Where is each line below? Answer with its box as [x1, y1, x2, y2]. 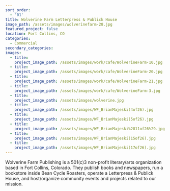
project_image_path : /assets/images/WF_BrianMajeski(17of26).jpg [14, 145, 156, 151]
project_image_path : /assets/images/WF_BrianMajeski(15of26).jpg [14, 136, 156, 141]
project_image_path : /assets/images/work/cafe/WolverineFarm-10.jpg [14, 60, 163, 65]
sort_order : [5, 7, 31, 13]
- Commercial [10, 41, 38, 46]
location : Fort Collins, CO [5, 31, 65, 36]
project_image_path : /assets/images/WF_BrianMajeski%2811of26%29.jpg [14, 126, 165, 131]
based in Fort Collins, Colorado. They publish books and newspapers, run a [5, 164, 163, 171]
